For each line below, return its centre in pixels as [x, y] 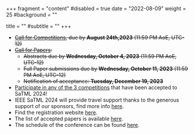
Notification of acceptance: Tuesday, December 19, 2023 [93, 81]
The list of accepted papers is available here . [69, 119]
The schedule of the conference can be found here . [77, 125]
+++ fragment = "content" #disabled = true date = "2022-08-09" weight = [96, 9]
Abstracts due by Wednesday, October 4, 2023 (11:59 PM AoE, [100, 56]
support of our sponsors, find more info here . [69, 106]
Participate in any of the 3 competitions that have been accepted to [96, 87]
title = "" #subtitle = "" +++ [39, 26]
